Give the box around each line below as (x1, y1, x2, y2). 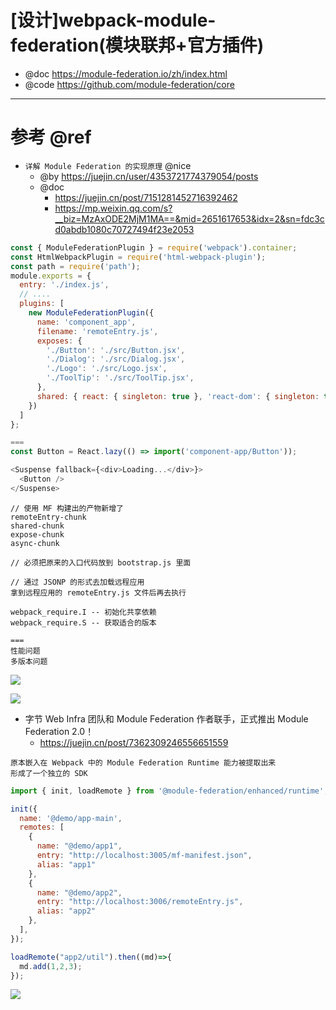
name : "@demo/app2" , (36, 887, 123, 898)
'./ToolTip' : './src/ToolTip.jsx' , (46, 373, 195, 383)
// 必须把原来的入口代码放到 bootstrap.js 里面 (10, 557, 192, 568)
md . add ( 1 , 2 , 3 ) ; (19, 961, 83, 971)
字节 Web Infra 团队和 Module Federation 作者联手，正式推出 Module (24, 712, 309, 725)
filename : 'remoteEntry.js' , (36, 326, 159, 336)
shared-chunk (10, 521, 65, 531)
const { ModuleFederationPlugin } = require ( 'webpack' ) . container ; (10, 242, 298, 253)
